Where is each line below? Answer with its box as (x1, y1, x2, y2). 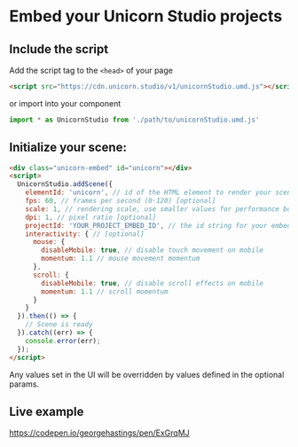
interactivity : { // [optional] (25, 229, 145, 239)
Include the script (9, 42, 109, 57)
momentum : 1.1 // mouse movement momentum (41, 255, 200, 263)
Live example (9, 404, 84, 419)
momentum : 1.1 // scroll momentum (41, 286, 169, 296)
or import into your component (9, 98, 122, 108)
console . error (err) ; (25, 336, 101, 345)
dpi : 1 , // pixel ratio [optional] (25, 213, 157, 222)
